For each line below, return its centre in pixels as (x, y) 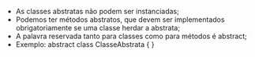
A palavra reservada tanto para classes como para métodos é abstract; (131, 36)
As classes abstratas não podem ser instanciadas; (97, 11)
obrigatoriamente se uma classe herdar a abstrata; (97, 28)
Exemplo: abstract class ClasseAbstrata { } (85, 45)
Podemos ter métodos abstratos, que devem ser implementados (120, 20)
